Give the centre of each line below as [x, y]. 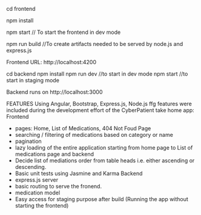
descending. [31, 167]
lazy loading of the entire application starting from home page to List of [104, 147]
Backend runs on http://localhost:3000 [54, 92]
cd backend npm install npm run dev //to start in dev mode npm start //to [97, 74]
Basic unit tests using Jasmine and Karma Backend [79, 173]
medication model [38, 193]
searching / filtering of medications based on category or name [94, 135]
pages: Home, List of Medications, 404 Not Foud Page [83, 128]
